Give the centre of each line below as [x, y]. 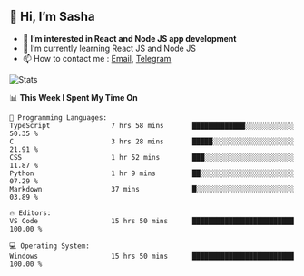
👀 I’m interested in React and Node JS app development [129, 38]
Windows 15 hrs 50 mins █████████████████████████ [152, 256]
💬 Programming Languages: [58, 118]
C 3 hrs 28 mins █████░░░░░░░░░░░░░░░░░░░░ [152, 142]
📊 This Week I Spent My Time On [74, 97]
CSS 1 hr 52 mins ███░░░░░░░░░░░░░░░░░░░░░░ [152, 157]
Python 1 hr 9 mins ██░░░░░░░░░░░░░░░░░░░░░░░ [152, 173]
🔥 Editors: [30, 213]
